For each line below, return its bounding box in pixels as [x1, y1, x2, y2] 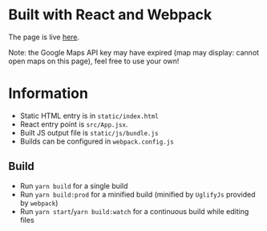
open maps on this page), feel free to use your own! [8, 56, 180, 66]
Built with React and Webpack [8, 6, 212, 24]
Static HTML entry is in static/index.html [19, 111, 159, 120]
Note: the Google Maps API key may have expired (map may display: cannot [8, 47, 259, 57]
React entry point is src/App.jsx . [19, 119, 128, 129]
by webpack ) [19, 198, 59, 208]
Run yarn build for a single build [19, 180, 128, 190]
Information [8, 84, 88, 103]
